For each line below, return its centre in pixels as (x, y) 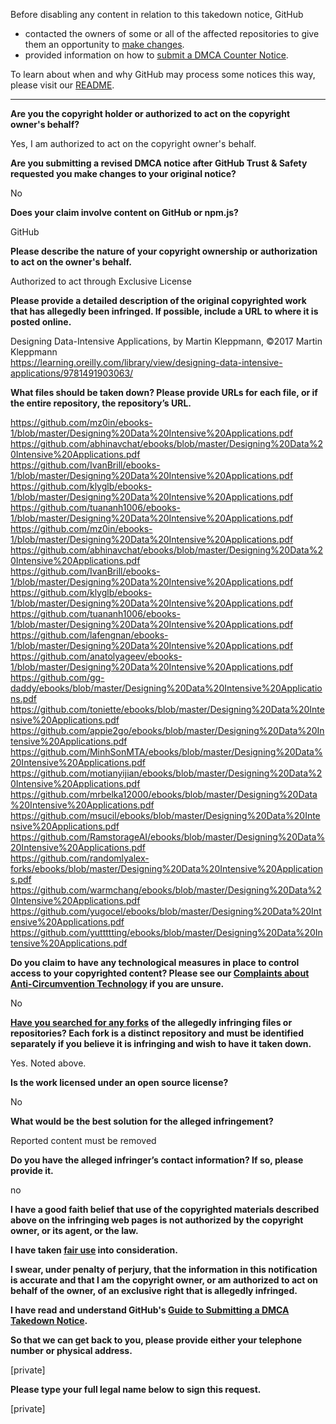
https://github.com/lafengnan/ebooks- (89, 635)
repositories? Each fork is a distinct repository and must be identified (157, 1033)
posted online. (41, 322)
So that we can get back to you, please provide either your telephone (156, 1340)
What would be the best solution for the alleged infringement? (142, 1121)
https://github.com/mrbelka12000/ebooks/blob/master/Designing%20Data (164, 794)
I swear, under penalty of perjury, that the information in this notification (164, 1269)
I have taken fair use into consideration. (94, 1250)
